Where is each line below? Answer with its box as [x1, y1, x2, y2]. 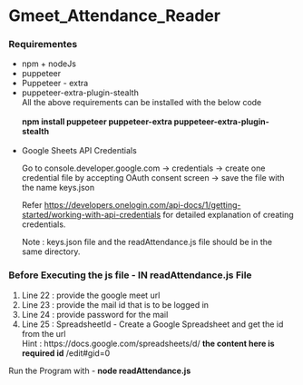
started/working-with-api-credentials [21, 210, 161, 221]
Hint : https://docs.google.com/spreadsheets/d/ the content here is [21, 338, 275, 349]
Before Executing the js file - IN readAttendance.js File [8, 269, 252, 281]
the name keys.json [21, 183, 95, 193]
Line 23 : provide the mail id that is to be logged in [21, 299, 210, 310]
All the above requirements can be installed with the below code [21, 97, 262, 108]
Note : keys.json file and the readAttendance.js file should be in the [21, 237, 273, 248]
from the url [21, 328, 66, 339]
